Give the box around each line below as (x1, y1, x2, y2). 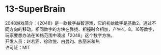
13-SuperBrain (5, 3, 65, 15)
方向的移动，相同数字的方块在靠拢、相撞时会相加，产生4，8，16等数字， (9, 26, 157, 32)
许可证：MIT (5, 44, 30, 50)
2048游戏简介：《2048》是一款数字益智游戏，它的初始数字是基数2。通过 (5, 20, 152, 26)
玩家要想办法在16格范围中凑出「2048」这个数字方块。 (5, 32, 115, 38)
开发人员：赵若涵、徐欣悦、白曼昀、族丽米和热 (5, 38, 100, 44)
